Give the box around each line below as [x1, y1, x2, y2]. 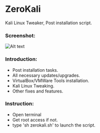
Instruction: [5, 100, 34, 107]
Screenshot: [5, 32, 36, 39]
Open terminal [12, 111, 42, 117]
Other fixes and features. [12, 88, 63, 94]
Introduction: [5, 56, 38, 63]
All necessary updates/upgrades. [12, 72, 80, 78]
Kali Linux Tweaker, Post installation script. [5, 20, 93, 26]
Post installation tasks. [12, 67, 58, 73]
